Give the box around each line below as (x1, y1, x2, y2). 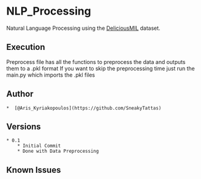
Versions (6, 121, 41, 132)
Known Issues (6, 164, 61, 175)
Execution (6, 42, 46, 52)
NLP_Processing (6, 4, 91, 18)
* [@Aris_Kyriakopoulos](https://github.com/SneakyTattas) (6, 105, 162, 111)
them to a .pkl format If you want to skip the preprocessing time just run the (6, 65, 196, 72)
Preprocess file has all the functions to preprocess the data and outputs (6, 58, 186, 65)
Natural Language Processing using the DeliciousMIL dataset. (6, 24, 161, 32)
